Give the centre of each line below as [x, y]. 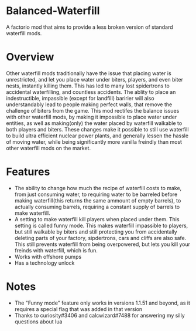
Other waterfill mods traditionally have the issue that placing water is [89, 73]
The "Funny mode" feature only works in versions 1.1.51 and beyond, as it [102, 303]
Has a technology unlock [44, 263]
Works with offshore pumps [48, 256]
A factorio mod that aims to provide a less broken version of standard [90, 27]
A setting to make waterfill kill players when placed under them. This [97, 219]
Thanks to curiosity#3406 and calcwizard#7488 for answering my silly [100, 315]
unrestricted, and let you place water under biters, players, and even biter [94, 79]
